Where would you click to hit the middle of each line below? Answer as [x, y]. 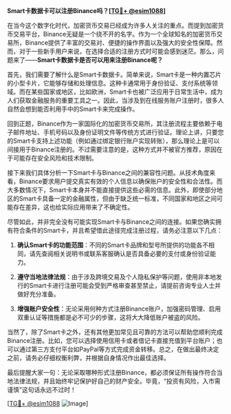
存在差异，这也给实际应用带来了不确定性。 [73, 207]
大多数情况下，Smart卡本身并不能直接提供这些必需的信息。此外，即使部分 [112, 190]
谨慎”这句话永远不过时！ [42, 390]
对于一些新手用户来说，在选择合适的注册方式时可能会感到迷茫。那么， [118, 51]
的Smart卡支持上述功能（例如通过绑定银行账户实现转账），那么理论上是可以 [113, 141]
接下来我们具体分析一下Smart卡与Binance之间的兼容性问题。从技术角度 [108, 173]
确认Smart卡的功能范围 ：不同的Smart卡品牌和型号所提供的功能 [107, 245]
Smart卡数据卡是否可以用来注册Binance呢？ [100, 60]
